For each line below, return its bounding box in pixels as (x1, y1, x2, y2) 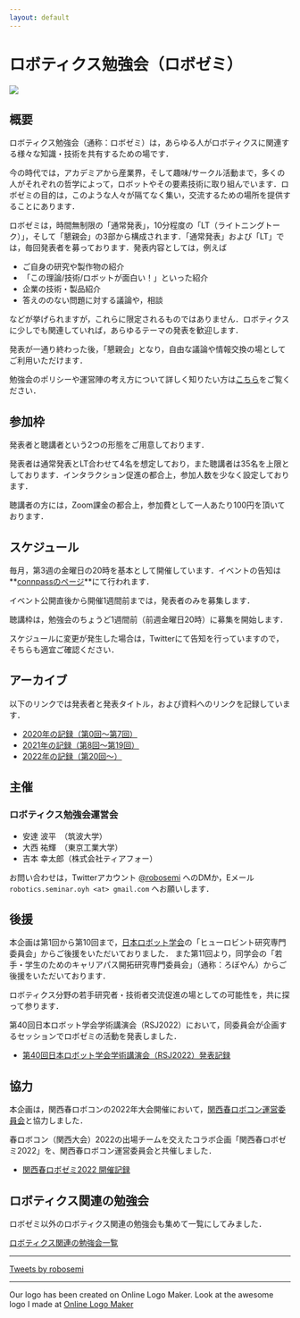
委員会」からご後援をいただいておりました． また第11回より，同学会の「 (9, 948, 275, 959)
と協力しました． (25, 1115, 87, 1126)
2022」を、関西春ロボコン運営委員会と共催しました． (16, 1146, 217, 1156)
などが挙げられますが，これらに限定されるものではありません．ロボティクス (9, 314, 290, 324)
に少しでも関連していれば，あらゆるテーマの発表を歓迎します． (9, 325, 244, 336)
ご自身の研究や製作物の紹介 (21, 261, 125, 273)
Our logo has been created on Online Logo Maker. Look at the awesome (9, 1289, 274, 1300)
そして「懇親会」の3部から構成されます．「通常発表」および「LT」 (32, 231, 277, 242)
